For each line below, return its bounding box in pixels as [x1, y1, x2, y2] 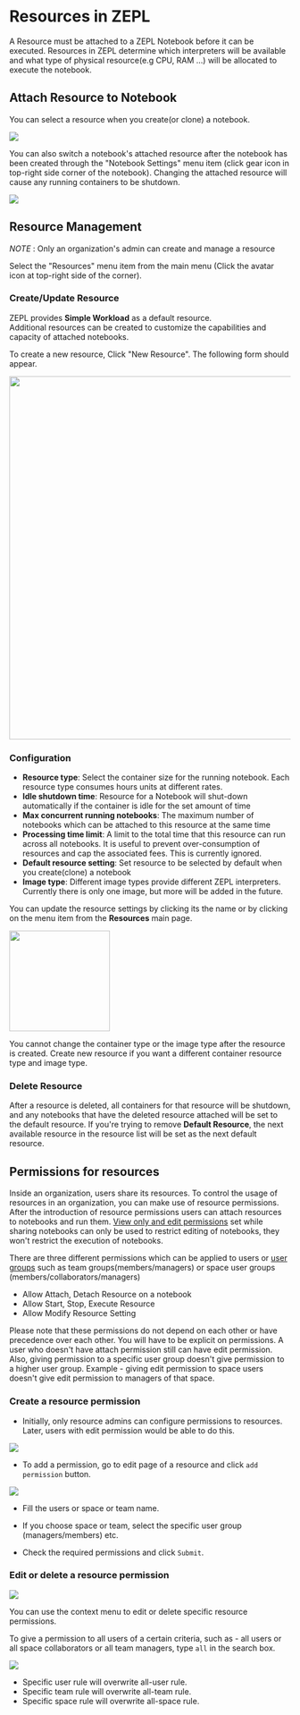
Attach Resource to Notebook [9, 90, 177, 106]
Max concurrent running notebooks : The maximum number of [21, 810, 254, 821]
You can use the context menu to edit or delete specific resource [9, 1606, 248, 1617]
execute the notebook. [9, 64, 92, 75]
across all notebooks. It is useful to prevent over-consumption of [21, 839, 261, 849]
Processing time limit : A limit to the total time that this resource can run [21, 829, 286, 840]
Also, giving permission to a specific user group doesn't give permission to [9, 1354, 285, 1364]
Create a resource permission [9, 1395, 141, 1407]
